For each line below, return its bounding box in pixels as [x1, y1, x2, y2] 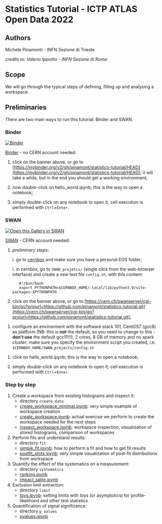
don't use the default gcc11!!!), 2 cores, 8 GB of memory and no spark [12, 334, 154, 340]
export [19, 285, 33, 290]
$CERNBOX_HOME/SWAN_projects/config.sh [12, 346, 95, 351]
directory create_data [19, 398, 64, 403]
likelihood [19, 497, 39, 503]
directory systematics [19, 466, 64, 472]
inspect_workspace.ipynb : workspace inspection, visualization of [19, 424, 152, 430]
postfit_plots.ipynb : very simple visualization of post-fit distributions [19, 450, 158, 456]
